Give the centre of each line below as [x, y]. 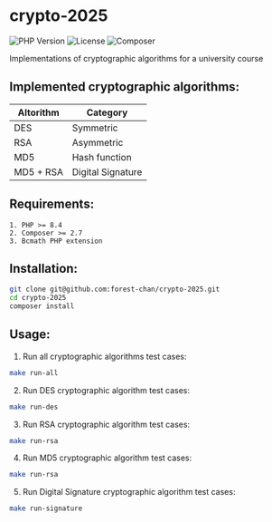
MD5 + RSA [38, 171]
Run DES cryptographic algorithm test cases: [106, 390]
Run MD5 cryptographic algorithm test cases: [107, 458]
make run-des [34, 407]
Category [107, 112]
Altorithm [39, 112]
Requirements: [52, 204]
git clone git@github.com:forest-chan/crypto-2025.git [115, 290]
